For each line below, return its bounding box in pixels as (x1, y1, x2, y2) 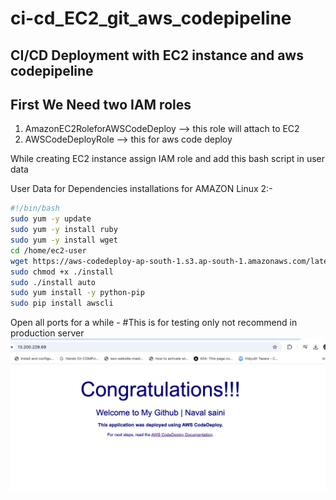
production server (10, 327, 85, 339)
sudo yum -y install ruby (10, 225, 118, 235)
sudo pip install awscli (10, 298, 114, 309)
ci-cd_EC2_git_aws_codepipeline (10, 7, 292, 30)
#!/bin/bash (10, 203, 60, 214)
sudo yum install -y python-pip (10, 288, 145, 298)
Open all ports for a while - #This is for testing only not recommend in (10, 317, 298, 329)
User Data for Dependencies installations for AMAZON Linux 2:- (10, 183, 273, 195)
